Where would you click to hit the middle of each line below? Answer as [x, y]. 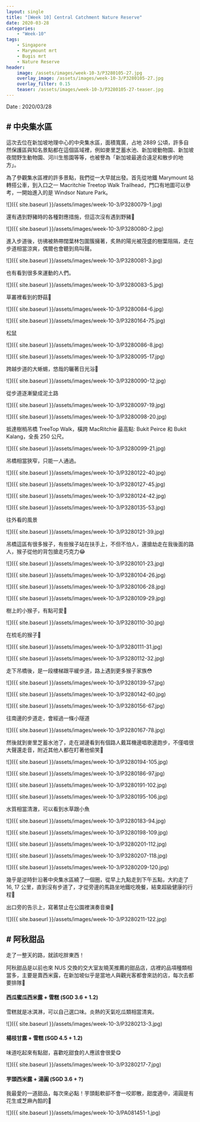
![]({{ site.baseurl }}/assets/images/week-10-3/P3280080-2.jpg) [85, 228]
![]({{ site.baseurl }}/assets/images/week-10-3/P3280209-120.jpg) [88, 867]
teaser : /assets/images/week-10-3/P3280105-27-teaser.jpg [90, 90]
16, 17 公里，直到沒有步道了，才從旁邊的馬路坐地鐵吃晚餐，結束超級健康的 [97, 887]
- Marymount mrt [37, 51]
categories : [21, 28]
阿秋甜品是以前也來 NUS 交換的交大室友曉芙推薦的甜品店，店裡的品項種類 [97, 967]
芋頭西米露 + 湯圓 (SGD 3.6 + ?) [45, 1079]
